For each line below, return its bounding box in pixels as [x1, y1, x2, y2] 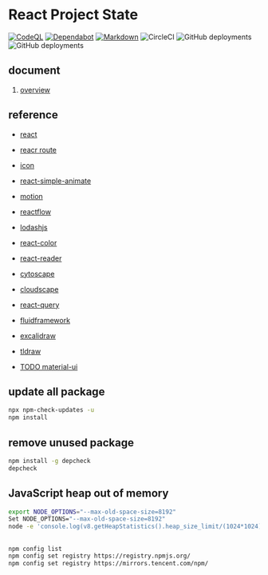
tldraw [19, 346, 41, 356]
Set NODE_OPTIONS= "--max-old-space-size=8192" [8, 515, 166, 523]
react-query [19, 300, 60, 309]
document [8, 64, 61, 78]
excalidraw [19, 330, 56, 341]
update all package [8, 385, 105, 398]
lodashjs [19, 222, 48, 232]
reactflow [19, 206, 52, 217]
